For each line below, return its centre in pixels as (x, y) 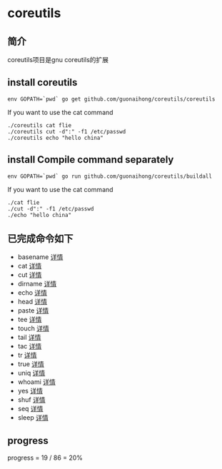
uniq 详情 (31, 373)
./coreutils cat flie (40, 125)
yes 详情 (30, 391)
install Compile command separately (91, 160)
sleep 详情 (33, 418)
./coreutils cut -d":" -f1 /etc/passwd (67, 131)
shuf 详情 (31, 400)
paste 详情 (33, 311)
